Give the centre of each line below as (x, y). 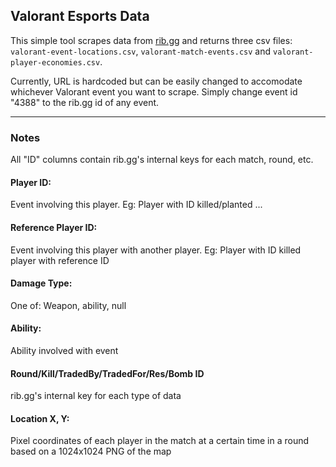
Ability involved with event (64, 350)
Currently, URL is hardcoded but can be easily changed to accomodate (156, 81)
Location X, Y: (40, 418)
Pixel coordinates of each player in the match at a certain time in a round (160, 441)
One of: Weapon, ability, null (68, 305)
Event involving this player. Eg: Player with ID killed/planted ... (136, 205)
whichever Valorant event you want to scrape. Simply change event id (154, 91)
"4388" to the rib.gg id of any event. (85, 102)
